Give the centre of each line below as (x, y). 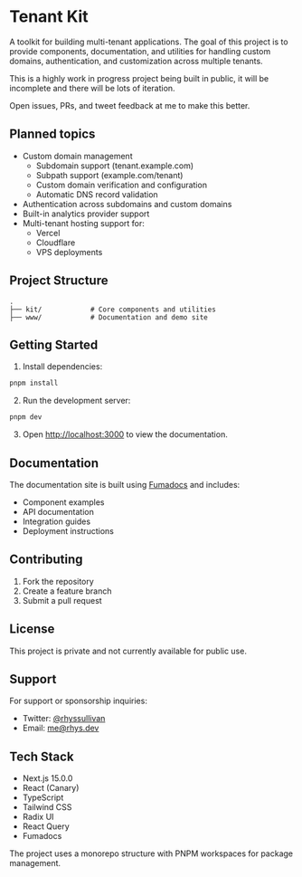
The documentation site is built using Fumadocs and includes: (125, 484)
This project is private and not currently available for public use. (128, 651)
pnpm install (34, 383)
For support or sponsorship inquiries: (78, 701)
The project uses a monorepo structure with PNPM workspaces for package (151, 853)
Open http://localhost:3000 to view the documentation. (125, 434)
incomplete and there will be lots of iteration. (92, 88)
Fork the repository (58, 581)
